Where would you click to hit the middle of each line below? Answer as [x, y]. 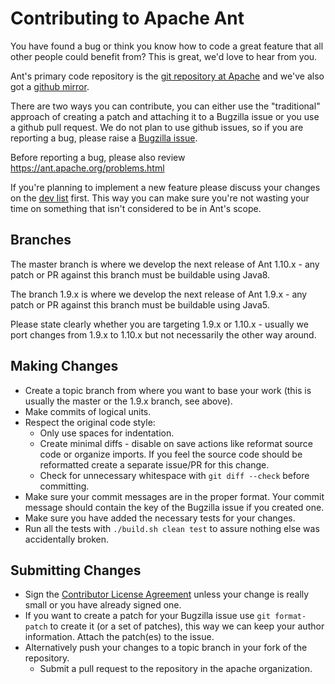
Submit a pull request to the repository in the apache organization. [176, 669]
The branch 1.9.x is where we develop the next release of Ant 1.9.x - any [159, 294]
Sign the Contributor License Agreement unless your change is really [167, 594]
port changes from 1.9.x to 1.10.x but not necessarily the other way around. [163, 334]
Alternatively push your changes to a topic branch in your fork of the [166, 648]
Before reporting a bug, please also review [98, 157]
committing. [64, 486]
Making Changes [64, 366]
